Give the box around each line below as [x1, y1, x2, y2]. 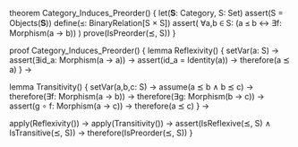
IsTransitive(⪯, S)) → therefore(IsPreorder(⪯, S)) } [9, 127, 193, 138]
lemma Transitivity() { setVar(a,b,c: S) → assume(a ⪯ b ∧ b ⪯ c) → [9, 82, 254, 92]
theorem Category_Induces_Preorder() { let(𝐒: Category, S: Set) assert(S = [9, 8, 284, 18]
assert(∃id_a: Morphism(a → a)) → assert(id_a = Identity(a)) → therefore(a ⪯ [9, 55, 291, 65]
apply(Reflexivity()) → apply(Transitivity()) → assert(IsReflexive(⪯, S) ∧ [9, 118, 271, 128]
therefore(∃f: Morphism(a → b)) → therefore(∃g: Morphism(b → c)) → [9, 91, 265, 101]
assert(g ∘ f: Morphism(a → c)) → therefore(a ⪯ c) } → [9, 100, 210, 111]
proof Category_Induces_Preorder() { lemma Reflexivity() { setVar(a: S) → [9, 45, 279, 56]
